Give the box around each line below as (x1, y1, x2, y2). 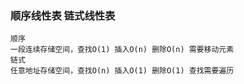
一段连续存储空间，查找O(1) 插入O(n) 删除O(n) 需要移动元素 (10, 45, 235, 55)
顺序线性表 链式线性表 (10, 8, 116, 22)
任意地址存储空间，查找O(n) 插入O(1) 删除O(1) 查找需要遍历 (10, 66, 235, 76)
